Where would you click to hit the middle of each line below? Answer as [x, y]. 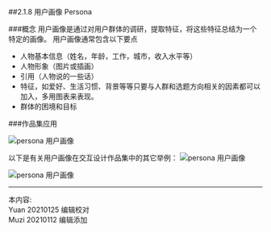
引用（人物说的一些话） [59, 76]
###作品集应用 [33, 124]
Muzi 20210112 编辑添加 [48, 220]
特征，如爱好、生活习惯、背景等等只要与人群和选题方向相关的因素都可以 [140, 86]
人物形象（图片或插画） [59, 66]
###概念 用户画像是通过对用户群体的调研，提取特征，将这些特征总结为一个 [133, 29]
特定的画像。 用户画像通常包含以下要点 [73, 39]
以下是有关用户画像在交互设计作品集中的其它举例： [93, 158]
